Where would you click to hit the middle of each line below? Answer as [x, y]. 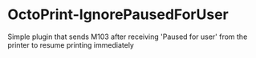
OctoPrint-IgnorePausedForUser [118, 15]
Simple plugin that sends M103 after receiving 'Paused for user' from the [128, 37]
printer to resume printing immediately [71, 44]
